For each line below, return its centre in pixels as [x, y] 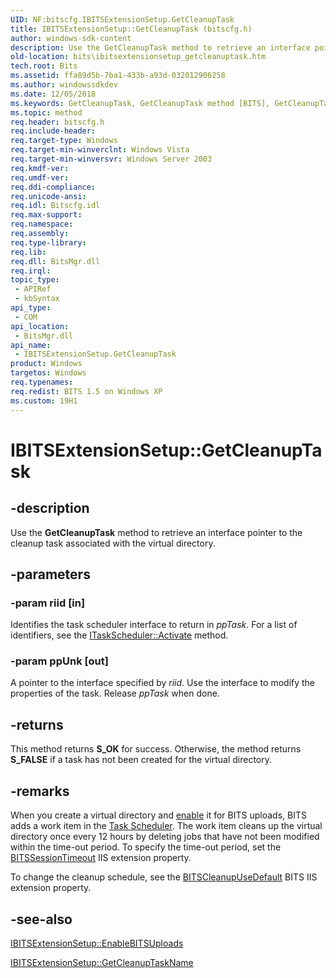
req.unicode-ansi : [48, 196]
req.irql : [31, 271]
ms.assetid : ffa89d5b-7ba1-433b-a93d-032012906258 [118, 76]
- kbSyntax [37, 299]
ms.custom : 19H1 [44, 401]
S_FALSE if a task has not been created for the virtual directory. [141, 760]
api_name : [31, 345]
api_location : [40, 326]
